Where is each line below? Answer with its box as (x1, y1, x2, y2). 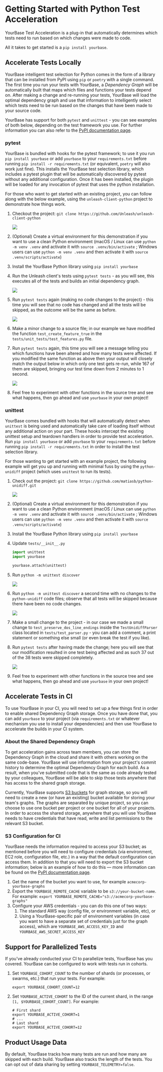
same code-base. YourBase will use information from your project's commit (5, 759, 156, 765)
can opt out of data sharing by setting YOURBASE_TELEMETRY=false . (5, 1061, 135, 1067)
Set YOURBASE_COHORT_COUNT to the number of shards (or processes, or (12, 970, 150, 976)
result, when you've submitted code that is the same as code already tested (5, 770, 157, 776)
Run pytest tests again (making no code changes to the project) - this (12, 297, 154, 302)
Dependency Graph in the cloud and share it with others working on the (5, 755, 148, 760)
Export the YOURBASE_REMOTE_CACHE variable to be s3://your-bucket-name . (12, 888, 157, 894)
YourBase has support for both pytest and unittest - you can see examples (5, 117, 157, 123)
